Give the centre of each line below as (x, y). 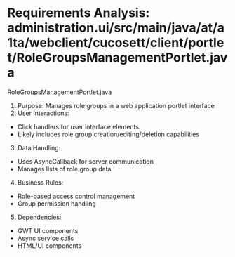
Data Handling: (39, 147)
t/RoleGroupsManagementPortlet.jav (117, 58)
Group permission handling (56, 203)
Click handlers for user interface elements (78, 126)
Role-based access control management (76, 196)
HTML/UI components (49, 245)
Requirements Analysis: (79, 13)
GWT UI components (48, 230)
